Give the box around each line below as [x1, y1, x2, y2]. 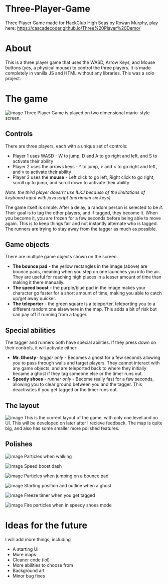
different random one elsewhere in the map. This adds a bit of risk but [12, 306, 157, 312]
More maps [12, 551, 37, 557]
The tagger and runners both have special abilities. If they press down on [5, 339, 156, 345]
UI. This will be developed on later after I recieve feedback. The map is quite [5, 420, 163, 426]
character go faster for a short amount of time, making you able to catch [12, 290, 162, 296]
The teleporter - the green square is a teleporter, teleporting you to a [12, 301, 155, 307]
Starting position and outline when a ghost [24, 482, 112, 488]
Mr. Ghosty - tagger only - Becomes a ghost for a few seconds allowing [12, 354, 160, 360]
